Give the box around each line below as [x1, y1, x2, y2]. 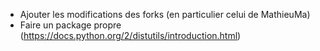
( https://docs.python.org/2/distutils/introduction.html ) [19, 30, 242, 41]
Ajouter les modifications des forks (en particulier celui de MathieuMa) [19, 9, 311, 20]
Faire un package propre [19, 19, 122, 31]
